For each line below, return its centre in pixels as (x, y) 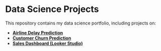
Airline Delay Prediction (38, 32)
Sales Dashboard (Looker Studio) (48, 43)
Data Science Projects (52, 9)
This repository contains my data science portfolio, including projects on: (81, 23)
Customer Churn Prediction (42, 38)
